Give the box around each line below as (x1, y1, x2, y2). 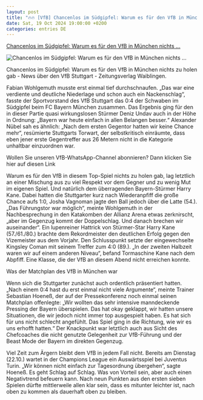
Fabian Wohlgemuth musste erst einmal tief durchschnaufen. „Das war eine (6, 84, 195, 92)
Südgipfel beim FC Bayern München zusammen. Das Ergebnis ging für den (6, 104, 194, 111)
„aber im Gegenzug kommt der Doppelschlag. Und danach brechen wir (6, 217, 184, 225)
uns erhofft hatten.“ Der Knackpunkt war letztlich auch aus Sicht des (6, 325, 178, 332)
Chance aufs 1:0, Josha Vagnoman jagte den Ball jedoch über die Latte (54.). (6, 198, 198, 205)
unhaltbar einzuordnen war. (6, 142, 75, 149)
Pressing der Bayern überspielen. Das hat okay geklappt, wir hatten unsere (6, 305, 193, 313)
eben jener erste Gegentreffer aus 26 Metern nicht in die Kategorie (6, 136, 173, 143)
